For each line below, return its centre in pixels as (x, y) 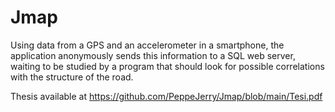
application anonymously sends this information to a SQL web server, (153, 55)
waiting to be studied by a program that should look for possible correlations (167, 66)
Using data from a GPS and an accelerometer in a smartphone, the (147, 45)
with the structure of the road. (72, 77)
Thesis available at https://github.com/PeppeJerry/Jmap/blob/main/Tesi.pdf (166, 96)
